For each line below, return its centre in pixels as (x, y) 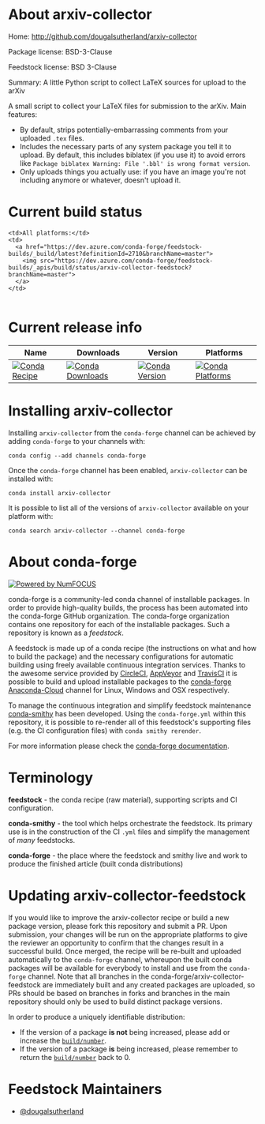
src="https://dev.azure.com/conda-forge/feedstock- (127, 261)
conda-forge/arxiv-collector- (198, 976)
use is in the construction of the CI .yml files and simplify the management (129, 832)
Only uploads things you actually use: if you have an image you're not (132, 171)
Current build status (75, 212)
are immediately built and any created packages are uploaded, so (149, 984)
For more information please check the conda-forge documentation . (119, 746)
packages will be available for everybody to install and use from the (118, 968)
